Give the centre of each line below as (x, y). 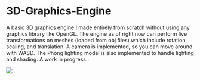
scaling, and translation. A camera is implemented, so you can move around (99, 47)
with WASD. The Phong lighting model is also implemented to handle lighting (100, 53)
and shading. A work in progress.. (48, 59)
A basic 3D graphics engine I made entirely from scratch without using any (98, 27)
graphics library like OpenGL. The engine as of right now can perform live (97, 33)
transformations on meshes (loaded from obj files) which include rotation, (97, 40)
